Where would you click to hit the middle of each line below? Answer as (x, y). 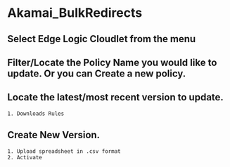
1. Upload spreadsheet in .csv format (64, 151)
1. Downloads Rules (36, 114)
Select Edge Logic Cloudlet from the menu (102, 39)
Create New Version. (54, 135)
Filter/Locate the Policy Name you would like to (112, 62)
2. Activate (25, 157)
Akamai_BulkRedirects (75, 13)
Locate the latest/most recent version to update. (115, 97)
